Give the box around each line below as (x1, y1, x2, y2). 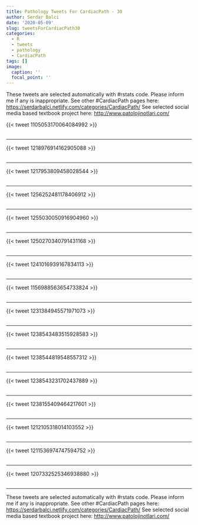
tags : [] (6, 58, 28, 64)
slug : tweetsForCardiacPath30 (6, 25, 81, 31)
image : (6, 63, 22, 70)
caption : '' (11, 69, 41, 75)
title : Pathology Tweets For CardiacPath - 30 (6, 8, 123, 15)
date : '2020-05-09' (6, 20, 54, 25)
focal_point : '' (11, 74, 51, 80)
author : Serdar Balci (6, 14, 60, 20)
